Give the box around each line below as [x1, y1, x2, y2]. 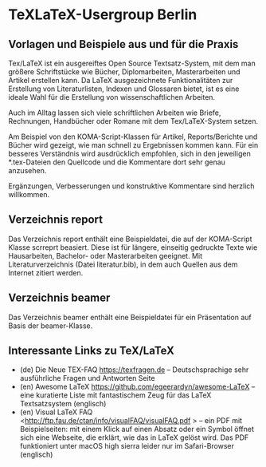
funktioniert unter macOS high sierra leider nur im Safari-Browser [19, 441, 235, 451]
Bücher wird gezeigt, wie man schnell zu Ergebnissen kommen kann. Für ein [8, 140, 259, 149]
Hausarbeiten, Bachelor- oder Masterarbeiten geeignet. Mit [8, 251, 203, 260]
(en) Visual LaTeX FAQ [19, 407, 93, 417]
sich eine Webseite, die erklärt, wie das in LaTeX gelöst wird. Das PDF [19, 433, 249, 442]
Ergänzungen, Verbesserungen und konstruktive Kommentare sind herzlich [8, 181, 255, 191]
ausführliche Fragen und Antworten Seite [19, 374, 155, 383]
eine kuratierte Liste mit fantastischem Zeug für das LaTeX [19, 390, 212, 400]
